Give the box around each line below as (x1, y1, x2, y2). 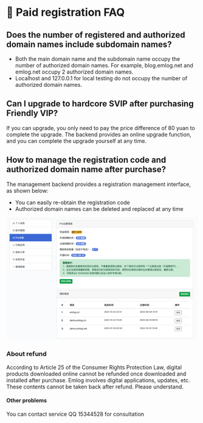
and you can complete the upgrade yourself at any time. (6, 137, 147, 145)
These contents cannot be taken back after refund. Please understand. (6, 383, 184, 390)
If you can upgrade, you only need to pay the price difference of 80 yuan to (6, 124, 196, 131)
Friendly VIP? (6, 108, 58, 119)
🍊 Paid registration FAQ (6, 5, 125, 19)
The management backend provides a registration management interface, (6, 181, 191, 188)
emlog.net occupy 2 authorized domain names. (15, 68, 134, 75)
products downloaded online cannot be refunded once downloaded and (6, 370, 187, 377)
